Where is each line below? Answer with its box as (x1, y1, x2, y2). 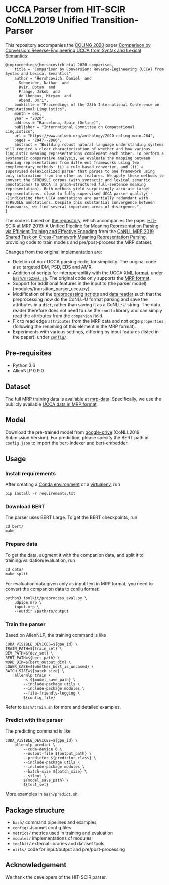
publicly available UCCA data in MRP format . (5, 401, 98, 407)
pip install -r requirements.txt (5, 491, 76, 496)
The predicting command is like (5, 728, 71, 734)
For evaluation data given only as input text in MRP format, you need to (5, 580, 153, 586)
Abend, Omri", (18, 98, 49, 103)
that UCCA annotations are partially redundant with (34, 195, 148, 201)
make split (5, 571, 28, 576)
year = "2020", (14, 116, 47, 121)
